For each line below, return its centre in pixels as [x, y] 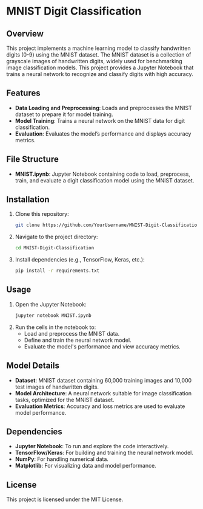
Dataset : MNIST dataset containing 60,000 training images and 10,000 [103, 380]
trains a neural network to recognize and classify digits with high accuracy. [100, 74]
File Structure [32, 159]
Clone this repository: [42, 214]
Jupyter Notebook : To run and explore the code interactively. [92, 446]
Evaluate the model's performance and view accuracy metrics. [102, 346]
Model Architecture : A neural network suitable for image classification [103, 393]
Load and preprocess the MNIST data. [72, 333]
